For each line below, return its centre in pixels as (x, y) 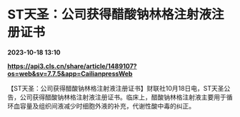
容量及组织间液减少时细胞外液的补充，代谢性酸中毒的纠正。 (107, 106)
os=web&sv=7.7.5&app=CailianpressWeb (70, 73)
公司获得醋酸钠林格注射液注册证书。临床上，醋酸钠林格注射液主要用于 (123, 97)
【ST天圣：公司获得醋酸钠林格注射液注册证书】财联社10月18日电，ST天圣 (116, 88)
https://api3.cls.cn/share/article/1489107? (72, 66)
